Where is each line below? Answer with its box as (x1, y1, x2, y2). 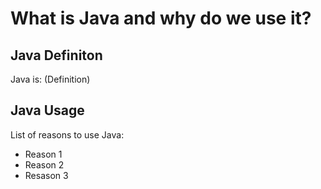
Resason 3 (24, 169, 69, 181)
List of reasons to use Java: (10, 128, 125, 141)
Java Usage (10, 102, 85, 119)
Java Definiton (10, 47, 103, 64)
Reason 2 (24, 158, 65, 171)
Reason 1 (24, 148, 63, 160)
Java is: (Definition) (10, 73, 91, 85)
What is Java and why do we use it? (10, 7, 312, 30)
